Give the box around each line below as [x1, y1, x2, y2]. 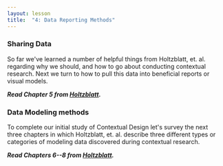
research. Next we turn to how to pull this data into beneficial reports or [7, 70, 210, 78]
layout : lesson [7, 10, 51, 17]
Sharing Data [7, 39, 52, 49]
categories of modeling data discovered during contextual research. [7, 138, 200, 146]
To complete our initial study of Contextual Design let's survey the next [7, 123, 209, 132]
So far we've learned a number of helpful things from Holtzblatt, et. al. [7, 54, 206, 63]
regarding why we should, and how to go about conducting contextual [7, 62, 206, 70]
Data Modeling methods [7, 107, 89, 117]
